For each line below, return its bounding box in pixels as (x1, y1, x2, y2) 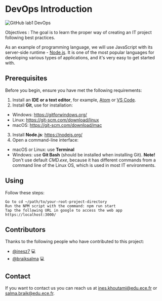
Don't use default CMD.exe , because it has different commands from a (12, 157, 156, 163)
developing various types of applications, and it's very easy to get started (5, 54, 155, 60)
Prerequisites (5, 74, 47, 82)
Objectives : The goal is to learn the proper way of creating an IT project (5, 29, 152, 35)
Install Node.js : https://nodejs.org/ (12, 132, 82, 138)
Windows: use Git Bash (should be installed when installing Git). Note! (12, 151, 156, 157)
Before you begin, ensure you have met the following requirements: (5, 87, 142, 93)
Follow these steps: (5, 189, 44, 195)
